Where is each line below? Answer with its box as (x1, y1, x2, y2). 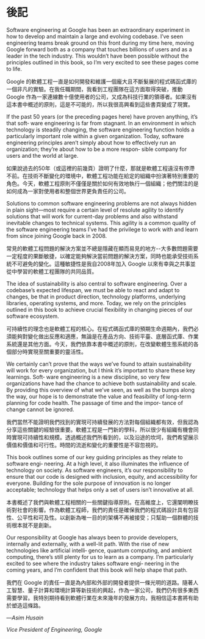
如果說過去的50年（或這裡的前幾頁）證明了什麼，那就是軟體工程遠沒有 (6, 164, 184, 172)
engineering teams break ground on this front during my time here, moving (6, 39, 194, 46)
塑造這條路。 (11, 602, 44, 609)
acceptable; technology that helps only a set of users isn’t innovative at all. (6, 486, 194, 493)
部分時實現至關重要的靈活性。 (11, 348, 87, 355)
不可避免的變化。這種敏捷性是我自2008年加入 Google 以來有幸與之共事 (11, 260, 191, 267)
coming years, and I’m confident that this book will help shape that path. (6, 566, 188, 574)
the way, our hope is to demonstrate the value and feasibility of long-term (6, 393, 192, 400)
